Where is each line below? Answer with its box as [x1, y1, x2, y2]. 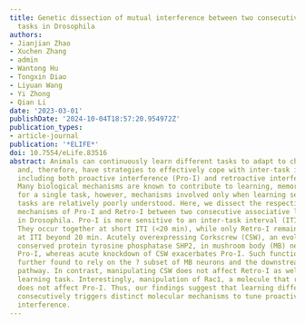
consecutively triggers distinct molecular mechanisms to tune [17, 291, 261, 300]
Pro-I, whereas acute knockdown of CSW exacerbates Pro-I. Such [17, 250, 266, 259]
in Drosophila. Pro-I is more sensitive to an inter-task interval [17, 215, 279, 225]
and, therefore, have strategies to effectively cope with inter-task [17, 165, 290, 174]
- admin [9, 55, 39, 64]
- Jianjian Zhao [9, 38, 71, 48]
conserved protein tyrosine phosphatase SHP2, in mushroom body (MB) [17, 241, 286, 250]
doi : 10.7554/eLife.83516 [9, 148, 107, 157]
